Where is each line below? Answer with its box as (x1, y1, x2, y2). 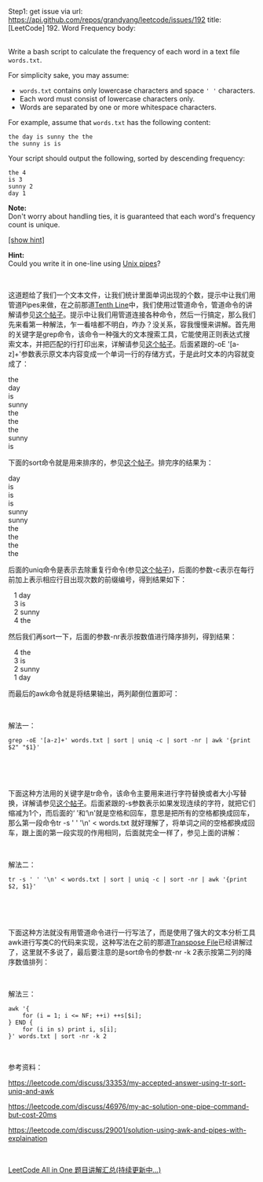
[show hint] (8, 235, 45, 245)
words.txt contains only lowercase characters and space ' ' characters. (19, 86, 255, 95)
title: (206, 15, 221, 24)
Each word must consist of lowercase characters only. (19, 94, 195, 103)
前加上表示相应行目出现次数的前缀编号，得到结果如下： (8, 575, 187, 584)
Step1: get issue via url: (8, 7, 83, 16)
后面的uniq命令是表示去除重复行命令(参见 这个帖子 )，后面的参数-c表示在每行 (8, 565, 255, 574)
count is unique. (8, 220, 60, 229)
